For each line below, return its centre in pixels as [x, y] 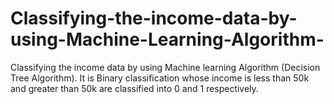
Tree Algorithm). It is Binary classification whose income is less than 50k [160, 78]
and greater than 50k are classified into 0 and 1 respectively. [134, 88]
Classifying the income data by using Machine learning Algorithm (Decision [165, 67]
